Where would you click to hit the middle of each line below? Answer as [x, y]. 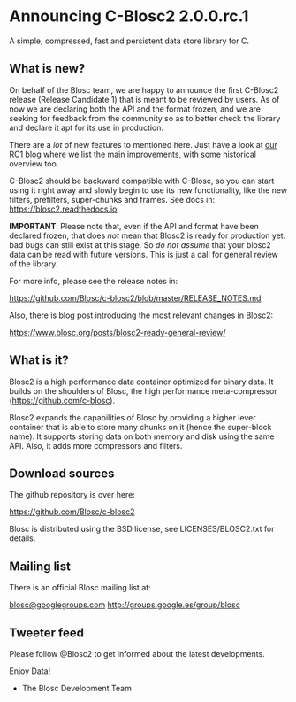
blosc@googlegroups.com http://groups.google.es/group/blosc [125, 605]
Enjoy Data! [30, 671]
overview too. [34, 163]
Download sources [62, 473]
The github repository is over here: [72, 495]
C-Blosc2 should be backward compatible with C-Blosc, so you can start [142, 181]
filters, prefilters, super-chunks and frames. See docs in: [112, 199]
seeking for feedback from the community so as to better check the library [145, 118]
